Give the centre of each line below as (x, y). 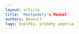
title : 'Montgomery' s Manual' (37, 14)
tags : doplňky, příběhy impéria (39, 24)
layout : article (22, 10)
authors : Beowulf (24, 19)
